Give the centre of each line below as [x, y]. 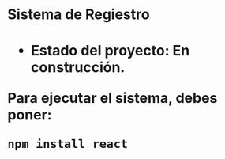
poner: [30, 115]
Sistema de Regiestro [79, 15]
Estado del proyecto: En [110, 51]
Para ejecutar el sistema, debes [112, 98]
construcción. [78, 68]
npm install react [67, 144]
